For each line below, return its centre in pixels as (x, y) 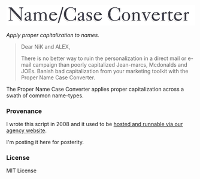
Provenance (24, 111)
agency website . (26, 130)
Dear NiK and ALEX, (46, 46)
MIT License (22, 171)
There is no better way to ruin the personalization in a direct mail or (104, 58)
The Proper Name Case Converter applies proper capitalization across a (95, 89)
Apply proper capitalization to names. (53, 35)
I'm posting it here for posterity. (45, 142)
